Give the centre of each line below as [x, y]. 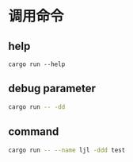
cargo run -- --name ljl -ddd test [67, 150]
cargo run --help [37, 64]
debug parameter [52, 89]
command [34, 132]
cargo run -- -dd [37, 107]
